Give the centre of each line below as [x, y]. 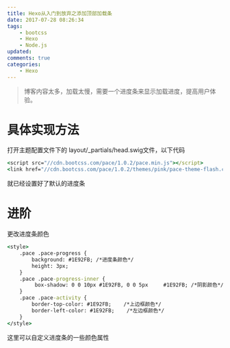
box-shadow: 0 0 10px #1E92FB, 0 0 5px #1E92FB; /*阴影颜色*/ [129, 285]
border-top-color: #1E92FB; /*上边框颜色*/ [97, 304]
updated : [20, 52]
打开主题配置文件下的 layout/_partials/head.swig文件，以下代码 [96, 150]
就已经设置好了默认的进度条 [46, 184]
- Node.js [34, 45]
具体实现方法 [43, 130]
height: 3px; [50, 266]
